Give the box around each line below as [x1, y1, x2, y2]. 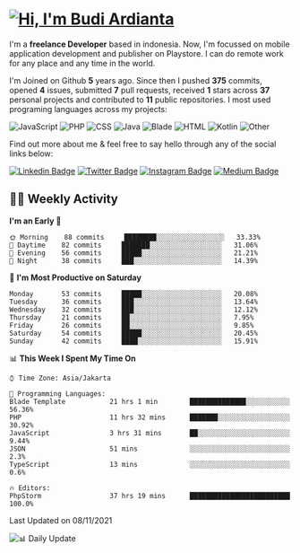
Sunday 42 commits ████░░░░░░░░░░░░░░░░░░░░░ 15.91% [9, 337, 258, 346]
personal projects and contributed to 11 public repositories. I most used [9, 94, 271, 105]
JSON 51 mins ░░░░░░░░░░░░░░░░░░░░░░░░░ [9, 444, 291, 453]
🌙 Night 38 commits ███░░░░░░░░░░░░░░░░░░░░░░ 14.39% [9, 256, 258, 265]
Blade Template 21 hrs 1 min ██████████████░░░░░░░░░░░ [9, 397, 291, 406]
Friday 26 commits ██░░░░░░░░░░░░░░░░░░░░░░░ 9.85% [9, 320, 254, 329]
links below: [9, 148, 54, 159]
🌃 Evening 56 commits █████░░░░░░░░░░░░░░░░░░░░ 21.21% [9, 248, 258, 258]
